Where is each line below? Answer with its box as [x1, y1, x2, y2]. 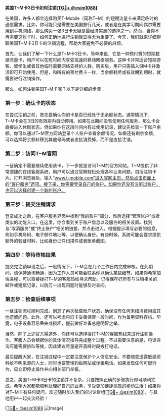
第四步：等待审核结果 [5, 251, 56, 258]
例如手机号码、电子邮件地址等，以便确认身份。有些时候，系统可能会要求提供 [5, 232, 161, 238]
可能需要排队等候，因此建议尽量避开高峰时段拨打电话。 [9, 343, 122, 349]
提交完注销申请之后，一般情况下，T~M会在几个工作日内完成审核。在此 [5, 264, 149, 270]
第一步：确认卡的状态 [5, 99, 56, 106]
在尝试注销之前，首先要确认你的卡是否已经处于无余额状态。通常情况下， [5, 112, 152, 118]
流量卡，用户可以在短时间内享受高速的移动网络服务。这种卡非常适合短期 [9, 57, 157, 62]
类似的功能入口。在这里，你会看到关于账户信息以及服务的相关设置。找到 [5, 219, 152, 225]
